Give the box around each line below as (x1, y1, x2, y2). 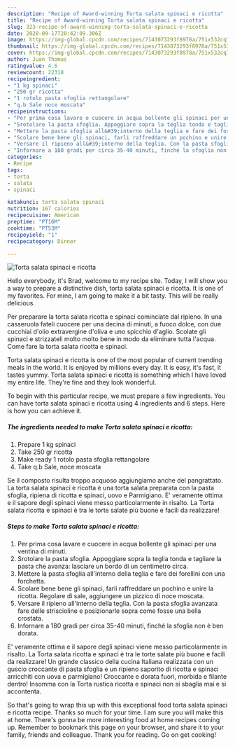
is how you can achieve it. (7, 407, 83, 415)
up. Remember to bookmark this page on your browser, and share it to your (7, 723, 225, 732)
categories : (7, 153, 42, 161)
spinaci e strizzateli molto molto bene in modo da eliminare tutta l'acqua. (7, 335, 216, 343)
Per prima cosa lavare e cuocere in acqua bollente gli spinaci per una (17, 540, 217, 548)
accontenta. (7, 687, 42, 696)
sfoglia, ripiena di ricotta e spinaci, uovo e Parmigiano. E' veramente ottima (7, 491, 223, 499)
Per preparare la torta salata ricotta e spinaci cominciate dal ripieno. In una (7, 312, 222, 321)
